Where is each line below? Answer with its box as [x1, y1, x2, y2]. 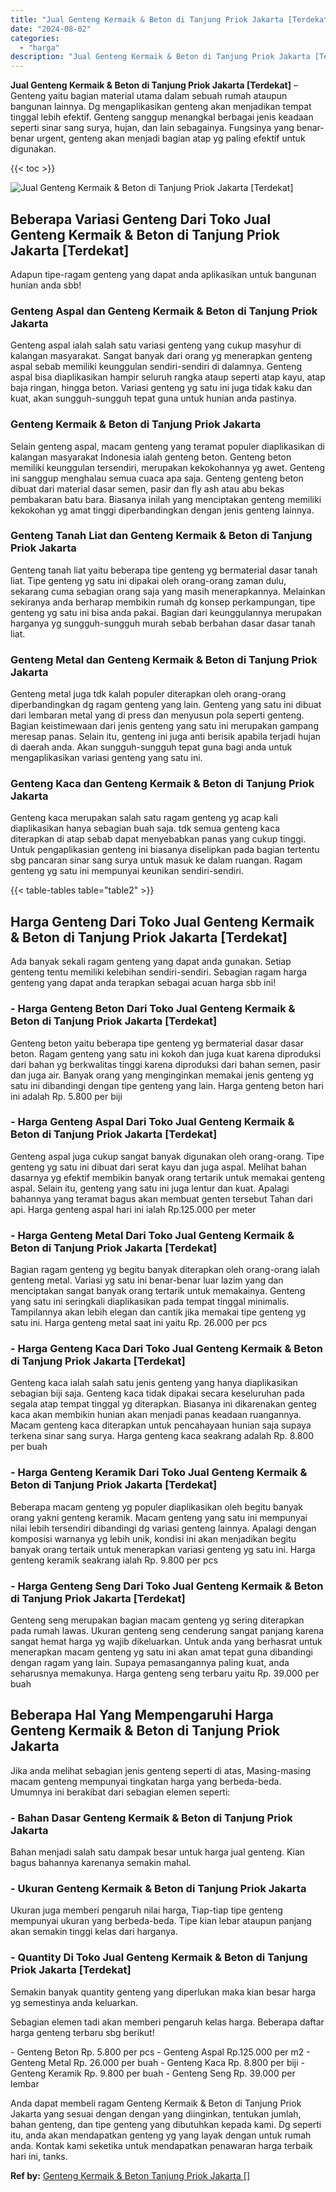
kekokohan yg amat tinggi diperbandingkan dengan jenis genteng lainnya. [10, 504, 315, 516]
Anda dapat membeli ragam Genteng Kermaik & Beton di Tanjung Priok [10, 2097, 302, 2109]
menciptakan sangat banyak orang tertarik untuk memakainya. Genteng [10, 1285, 306, 1297]
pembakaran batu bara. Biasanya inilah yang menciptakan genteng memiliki [10, 493, 322, 505]
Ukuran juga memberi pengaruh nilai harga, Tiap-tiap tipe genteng [10, 1904, 283, 1916]
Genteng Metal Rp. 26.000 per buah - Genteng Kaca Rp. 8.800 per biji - [10, 2056, 306, 2068]
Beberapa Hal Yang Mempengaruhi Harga [10, 1707, 274, 1724]
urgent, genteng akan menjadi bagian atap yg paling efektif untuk [36, 132, 306, 145]
